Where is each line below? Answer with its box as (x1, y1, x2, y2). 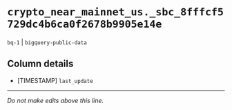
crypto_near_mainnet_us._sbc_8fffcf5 (7, 6, 224, 19)
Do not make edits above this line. (7, 96, 104, 104)
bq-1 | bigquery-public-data (7, 37, 88, 46)
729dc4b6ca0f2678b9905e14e (7, 18, 162, 31)
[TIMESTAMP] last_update (17, 76, 93, 84)
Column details (7, 58, 74, 70)
